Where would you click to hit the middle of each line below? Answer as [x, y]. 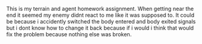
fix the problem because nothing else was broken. [69, 34]
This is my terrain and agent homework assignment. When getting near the [100, 9]
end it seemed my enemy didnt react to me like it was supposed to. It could [100, 15]
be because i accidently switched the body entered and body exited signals [101, 21]
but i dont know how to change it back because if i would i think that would [100, 28]
